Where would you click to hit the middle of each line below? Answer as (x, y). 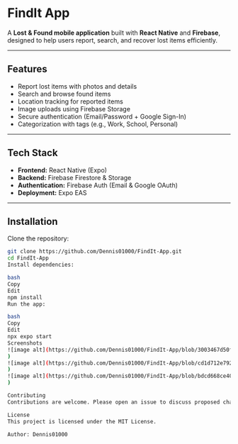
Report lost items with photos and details (77, 86)
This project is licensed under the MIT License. (82, 421)
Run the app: (27, 304)
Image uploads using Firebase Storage (74, 109)
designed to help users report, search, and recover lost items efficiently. (113, 40)
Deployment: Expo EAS (52, 192)
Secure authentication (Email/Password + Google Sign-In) (102, 116)
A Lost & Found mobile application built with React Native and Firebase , (114, 33)
